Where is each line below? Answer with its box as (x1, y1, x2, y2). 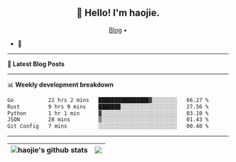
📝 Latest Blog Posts (7, 59, 65, 68)
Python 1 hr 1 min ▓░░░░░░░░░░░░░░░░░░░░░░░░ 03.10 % (7, 110, 209, 117)
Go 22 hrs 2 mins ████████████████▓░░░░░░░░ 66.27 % (7, 96, 209, 104)
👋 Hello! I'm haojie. (76, 7, 160, 19)
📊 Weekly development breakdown (7, 80, 114, 89)
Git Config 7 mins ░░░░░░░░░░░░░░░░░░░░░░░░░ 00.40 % (7, 123, 209, 130)
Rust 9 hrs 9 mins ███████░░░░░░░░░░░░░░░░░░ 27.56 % (7, 103, 209, 110)
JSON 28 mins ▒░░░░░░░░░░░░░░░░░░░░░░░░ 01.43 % (7, 116, 209, 123)
